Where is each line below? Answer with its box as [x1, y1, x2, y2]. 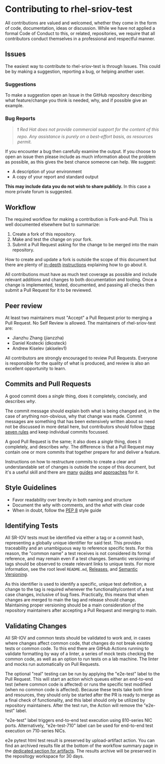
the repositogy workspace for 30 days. [5, 753, 84, 759]
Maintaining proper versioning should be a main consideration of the [5, 602, 144, 608]
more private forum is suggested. [5, 189, 73, 195]
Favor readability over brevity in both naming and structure [12, 496, 132, 502]
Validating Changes [5, 622, 67, 630]
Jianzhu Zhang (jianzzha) [12, 334, 64, 340]
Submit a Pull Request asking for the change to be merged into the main [12, 242, 159, 248]
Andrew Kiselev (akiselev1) [12, 345, 67, 351]
